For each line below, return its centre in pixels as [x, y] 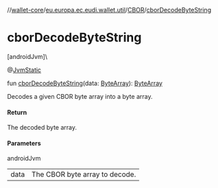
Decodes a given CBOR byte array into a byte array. [80, 96]
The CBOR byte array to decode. [84, 174]
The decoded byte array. [42, 128]
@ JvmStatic [24, 70]
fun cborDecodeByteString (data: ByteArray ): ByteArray [85, 83]
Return [17, 112]
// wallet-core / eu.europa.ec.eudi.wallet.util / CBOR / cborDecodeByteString [109, 10]
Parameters [24, 143]
